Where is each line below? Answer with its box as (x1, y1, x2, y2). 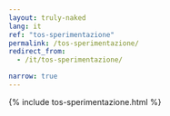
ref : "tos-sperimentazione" (8, 30, 115, 39)
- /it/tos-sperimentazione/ (16, 55, 124, 64)
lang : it (8, 22, 42, 31)
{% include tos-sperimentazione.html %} (8, 96, 162, 107)
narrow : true (8, 72, 58, 82)
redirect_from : (8, 47, 66, 56)
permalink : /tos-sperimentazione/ (8, 38, 140, 48)
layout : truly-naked (8, 13, 87, 23)
